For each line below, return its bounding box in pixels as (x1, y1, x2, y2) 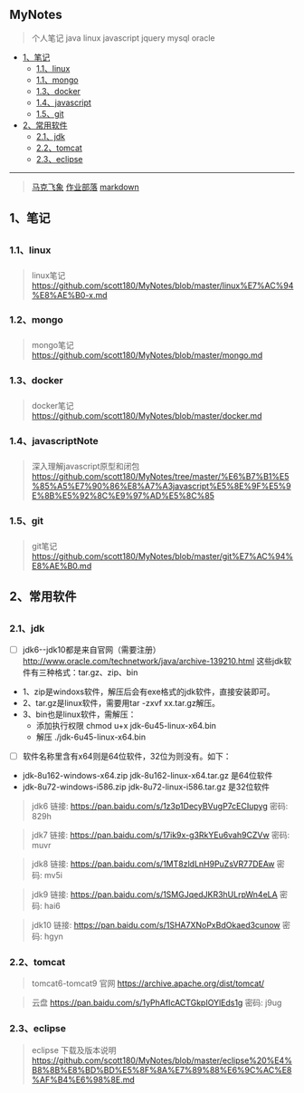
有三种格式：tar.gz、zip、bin (30, 667, 138, 678)
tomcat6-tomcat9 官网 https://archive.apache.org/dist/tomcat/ (31, 978, 265, 989)
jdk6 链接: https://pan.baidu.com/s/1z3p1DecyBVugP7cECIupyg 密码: (31, 801, 289, 812)
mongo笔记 (31, 340, 74, 351)
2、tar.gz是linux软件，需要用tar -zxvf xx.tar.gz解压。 (22, 698, 220, 709)
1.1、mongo (35, 74, 79, 85)
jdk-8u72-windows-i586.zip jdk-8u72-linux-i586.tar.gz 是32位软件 (22, 781, 270, 792)
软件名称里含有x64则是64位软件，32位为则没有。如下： (22, 751, 233, 762)
